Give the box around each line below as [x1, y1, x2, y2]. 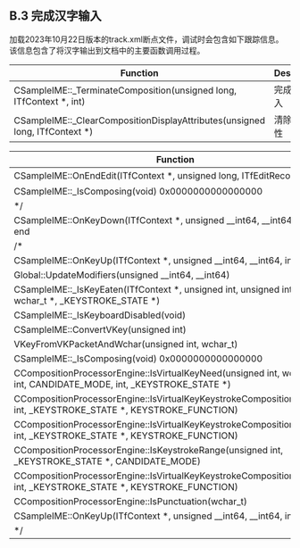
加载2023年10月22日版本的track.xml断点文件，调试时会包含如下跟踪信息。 [9, 34, 284, 45]
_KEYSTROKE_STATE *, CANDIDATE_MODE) [13, 454, 201, 467]
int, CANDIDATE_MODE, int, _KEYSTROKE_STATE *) [13, 378, 232, 390]
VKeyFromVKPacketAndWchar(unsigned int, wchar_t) [13, 337, 238, 350]
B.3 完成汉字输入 [9, 8, 102, 24]
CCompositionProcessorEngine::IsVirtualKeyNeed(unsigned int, [13, 367, 280, 379]
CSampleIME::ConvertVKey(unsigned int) [13, 323, 187, 336]
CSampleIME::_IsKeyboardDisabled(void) [13, 309, 186, 321]
